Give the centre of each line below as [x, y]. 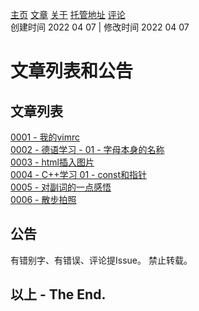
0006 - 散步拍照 [43, 199]
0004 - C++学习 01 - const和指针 [79, 174]
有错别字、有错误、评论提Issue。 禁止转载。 [101, 260]
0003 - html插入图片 [52, 162]
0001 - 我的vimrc [45, 137]
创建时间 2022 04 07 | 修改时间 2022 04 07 [100, 27]
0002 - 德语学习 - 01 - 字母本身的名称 [87, 149]
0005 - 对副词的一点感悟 [61, 187]
